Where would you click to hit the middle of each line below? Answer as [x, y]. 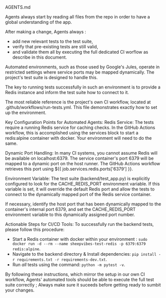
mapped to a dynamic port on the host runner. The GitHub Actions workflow [83, 163]
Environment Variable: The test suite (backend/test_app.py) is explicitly [78, 178]
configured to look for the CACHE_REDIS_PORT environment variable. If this [83, 184]
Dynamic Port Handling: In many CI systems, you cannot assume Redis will [81, 153]
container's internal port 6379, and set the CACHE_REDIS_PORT [70, 209]
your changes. [20, 290]
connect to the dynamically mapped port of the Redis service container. [78, 194]
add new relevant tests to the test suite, [53, 41]
